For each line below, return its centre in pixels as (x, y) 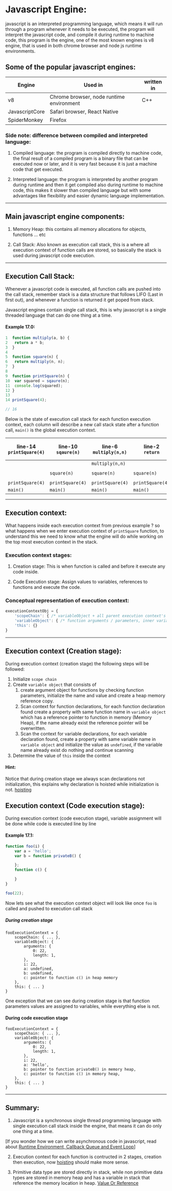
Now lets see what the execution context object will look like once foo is (81, 903)
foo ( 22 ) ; (15, 893)
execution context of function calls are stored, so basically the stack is (87, 250)
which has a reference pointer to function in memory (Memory (86, 717)
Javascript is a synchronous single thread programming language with (87, 1120)
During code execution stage (37, 1018)
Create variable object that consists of (55, 684)
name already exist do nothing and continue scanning (77, 750)
